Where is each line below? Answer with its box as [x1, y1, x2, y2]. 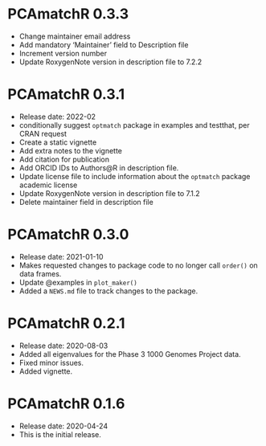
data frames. [18, 268, 62, 278]
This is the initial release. [18, 429, 102, 439]
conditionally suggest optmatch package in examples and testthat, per [18, 120, 250, 129]
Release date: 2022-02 [18, 112, 96, 121]
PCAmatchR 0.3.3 [7, 5, 129, 23]
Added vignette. [18, 366, 73, 376]
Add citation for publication [18, 154, 110, 164]
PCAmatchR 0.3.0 [7, 226, 129, 243]
